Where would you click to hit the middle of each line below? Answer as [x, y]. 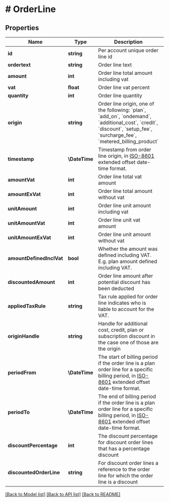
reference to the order [124, 469]
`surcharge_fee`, [117, 135]
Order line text [115, 65]
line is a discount [118, 482]
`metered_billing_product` [128, 141]
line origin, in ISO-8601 [126, 156]
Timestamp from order [125, 149]
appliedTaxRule [27, 306]
